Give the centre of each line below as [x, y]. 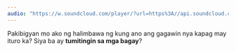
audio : [17, 14]
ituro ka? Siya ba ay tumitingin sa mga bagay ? [75, 41]
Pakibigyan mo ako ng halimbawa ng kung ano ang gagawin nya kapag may [117, 33]
